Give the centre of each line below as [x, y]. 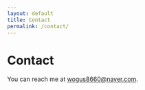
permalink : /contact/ [38, 26]
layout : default [30, 13]
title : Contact [29, 20]
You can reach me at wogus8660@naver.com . [73, 79]
